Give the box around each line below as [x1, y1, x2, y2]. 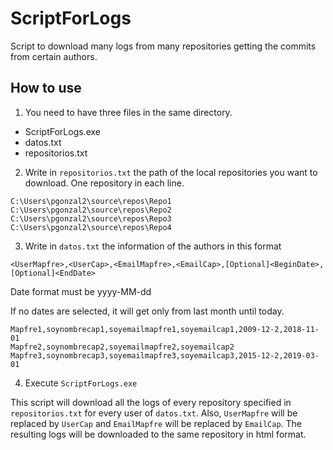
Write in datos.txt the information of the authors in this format [24, 240, 282, 252]
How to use [10, 80, 82, 97]
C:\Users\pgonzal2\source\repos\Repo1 [10, 196, 172, 206]
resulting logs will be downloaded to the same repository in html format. [10, 428, 307, 440]
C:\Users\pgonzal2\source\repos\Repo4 [10, 222, 172, 232]
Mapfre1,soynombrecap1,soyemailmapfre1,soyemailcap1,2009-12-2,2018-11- [10, 324, 320, 334]
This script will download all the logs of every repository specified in [10, 396, 292, 408]
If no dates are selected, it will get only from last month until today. [10, 305, 285, 317]
